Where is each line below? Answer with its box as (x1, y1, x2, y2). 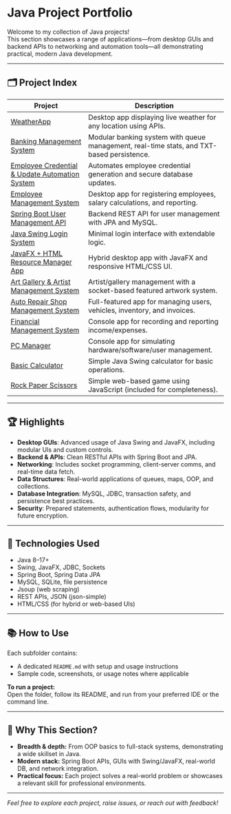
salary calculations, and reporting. (88, 198, 198, 207)
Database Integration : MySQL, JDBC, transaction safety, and (16, 489, 191, 498)
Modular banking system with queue (88, 132, 206, 142)
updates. (88, 178, 117, 187)
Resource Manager (10, 257, 72, 267)
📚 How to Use (7, 627, 69, 639)
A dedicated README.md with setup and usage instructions (16, 662, 179, 671)
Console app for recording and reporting (88, 316, 219, 326)
